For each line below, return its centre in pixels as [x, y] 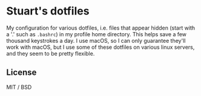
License [21, 73]
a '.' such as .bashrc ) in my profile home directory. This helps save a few [96, 34]
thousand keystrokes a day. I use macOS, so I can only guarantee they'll [96, 40]
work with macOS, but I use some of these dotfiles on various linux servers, [100, 47]
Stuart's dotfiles [48, 11]
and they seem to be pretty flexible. [51, 53]
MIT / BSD [19, 87]
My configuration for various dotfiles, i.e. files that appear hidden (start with [101, 28]
